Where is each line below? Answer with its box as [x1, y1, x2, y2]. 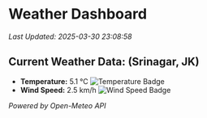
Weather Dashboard [8, 5, 148, 23]
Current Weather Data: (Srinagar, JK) [8, 55, 201, 69]
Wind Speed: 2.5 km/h [19, 85, 97, 95]
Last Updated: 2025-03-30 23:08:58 [8, 32, 132, 41]
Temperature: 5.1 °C [19, 76, 88, 86]
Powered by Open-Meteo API [8, 100, 107, 110]
